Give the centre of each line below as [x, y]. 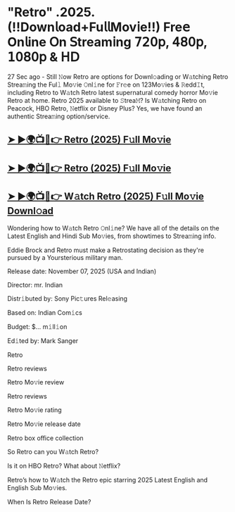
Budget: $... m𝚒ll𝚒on [37, 326]
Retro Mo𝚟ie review [36, 382]
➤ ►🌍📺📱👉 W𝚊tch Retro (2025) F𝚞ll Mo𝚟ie [106, 197]
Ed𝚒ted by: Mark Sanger [43, 341]
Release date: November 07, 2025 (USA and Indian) [82, 271]
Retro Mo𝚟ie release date [44, 424]
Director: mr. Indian [35, 285]
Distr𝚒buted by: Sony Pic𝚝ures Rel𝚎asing [68, 298]
